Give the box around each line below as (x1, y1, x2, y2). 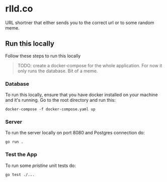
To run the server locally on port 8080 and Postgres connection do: (5, 130, 145, 136)
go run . (5, 139, 24, 144)
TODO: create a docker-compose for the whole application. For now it (17, 62, 162, 68)
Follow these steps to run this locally (5, 53, 81, 59)
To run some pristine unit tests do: (5, 162, 76, 168)
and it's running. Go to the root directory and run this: (5, 97, 116, 103)
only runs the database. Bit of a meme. (17, 68, 98, 74)
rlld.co (5, 3, 33, 15)
